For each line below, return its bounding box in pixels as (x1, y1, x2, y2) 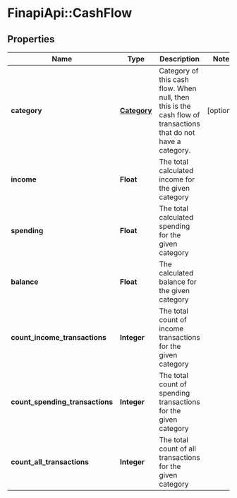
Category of (158, 66, 199, 76)
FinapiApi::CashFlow (7, 5, 133, 21)
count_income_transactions (11, 333, 107, 342)
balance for (158, 277, 197, 287)
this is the (158, 101, 191, 111)
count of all (158, 444, 196, 453)
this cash (158, 75, 189, 84)
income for (158, 174, 195, 184)
